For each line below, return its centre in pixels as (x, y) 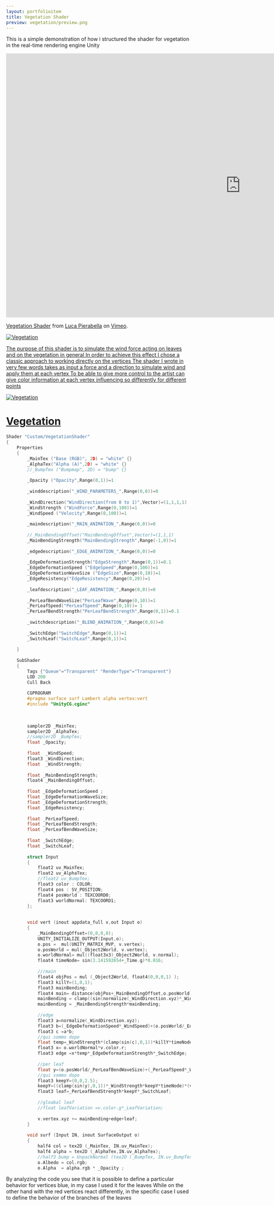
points (14, 386)
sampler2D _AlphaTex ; (54, 731)
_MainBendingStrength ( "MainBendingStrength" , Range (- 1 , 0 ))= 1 (102, 540)
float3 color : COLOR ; (65, 884)
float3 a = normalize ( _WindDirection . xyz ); (89, 1021)
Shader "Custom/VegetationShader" (48, 437)
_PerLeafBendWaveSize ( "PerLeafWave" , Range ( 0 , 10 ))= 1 (92, 600)
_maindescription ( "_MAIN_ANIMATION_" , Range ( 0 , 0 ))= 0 (92, 524)
